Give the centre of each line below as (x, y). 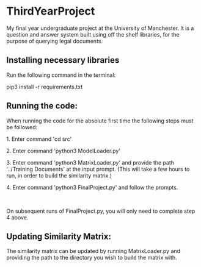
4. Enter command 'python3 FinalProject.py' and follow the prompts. (92, 187)
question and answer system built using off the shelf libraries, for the (93, 34)
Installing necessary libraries (63, 60)
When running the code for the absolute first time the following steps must (100, 121)
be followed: (22, 127)
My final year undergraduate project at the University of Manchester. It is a (100, 28)
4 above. (17, 217)
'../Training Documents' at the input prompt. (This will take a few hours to (98, 169)
